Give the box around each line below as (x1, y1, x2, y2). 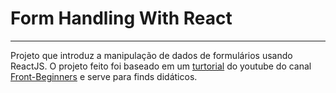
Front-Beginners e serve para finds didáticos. (10, 70, 198, 82)
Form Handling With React (10, 7, 233, 30)
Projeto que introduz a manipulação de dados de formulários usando (10, 49, 293, 61)
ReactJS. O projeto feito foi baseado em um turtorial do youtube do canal (10, 60, 312, 72)
